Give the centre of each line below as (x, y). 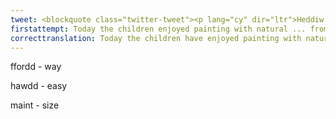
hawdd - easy (39, 86)
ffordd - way (36, 67)
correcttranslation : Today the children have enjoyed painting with (156, 38)
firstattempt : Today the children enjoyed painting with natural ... (158, 29)
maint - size (35, 105)
